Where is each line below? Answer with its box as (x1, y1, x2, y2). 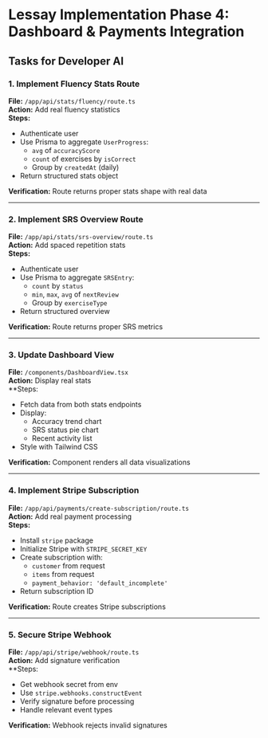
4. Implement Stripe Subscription (8, 485, 140, 496)
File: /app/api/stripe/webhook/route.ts (8, 647, 140, 657)
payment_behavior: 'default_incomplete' (31, 579, 168, 587)
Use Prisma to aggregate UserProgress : (19, 137, 149, 147)
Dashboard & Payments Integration (8, 22, 245, 41)
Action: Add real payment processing (8, 512, 132, 521)
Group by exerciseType (31, 298, 108, 308)
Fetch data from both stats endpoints (19, 400, 142, 410)
